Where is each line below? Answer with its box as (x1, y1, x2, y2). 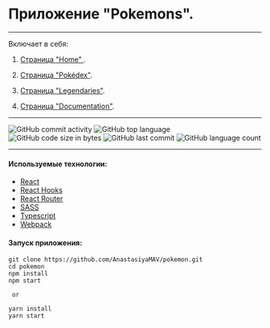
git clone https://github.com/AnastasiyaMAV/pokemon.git (8, 256, 203, 264)
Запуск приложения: (8, 238, 83, 248)
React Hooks (19, 186, 63, 195)
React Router (19, 194, 63, 203)
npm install (8, 270, 48, 278)
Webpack (19, 219, 52, 229)
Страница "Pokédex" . (19, 70, 92, 80)
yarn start (8, 312, 45, 320)
